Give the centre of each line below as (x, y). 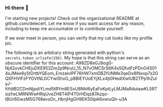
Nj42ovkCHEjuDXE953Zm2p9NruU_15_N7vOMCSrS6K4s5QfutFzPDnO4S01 (81, 68)
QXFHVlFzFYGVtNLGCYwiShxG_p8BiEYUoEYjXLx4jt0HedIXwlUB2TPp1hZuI (81, 79)
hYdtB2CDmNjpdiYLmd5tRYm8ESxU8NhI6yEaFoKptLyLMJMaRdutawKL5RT (81, 89)
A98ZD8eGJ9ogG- (94, 63)
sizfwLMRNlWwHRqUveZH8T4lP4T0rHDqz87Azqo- (57, 94)
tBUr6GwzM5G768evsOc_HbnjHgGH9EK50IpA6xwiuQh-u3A (66, 99)
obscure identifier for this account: (40, 63)
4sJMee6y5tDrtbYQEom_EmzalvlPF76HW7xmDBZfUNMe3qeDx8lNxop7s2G (82, 73)
